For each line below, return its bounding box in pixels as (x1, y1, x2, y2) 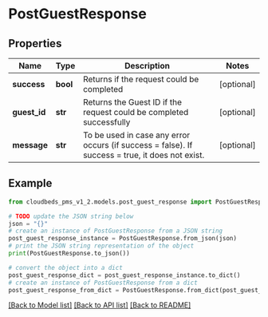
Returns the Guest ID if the (82, 97, 182, 108)
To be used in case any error (82, 129, 191, 141)
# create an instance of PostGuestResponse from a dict (8, 279, 198, 287)
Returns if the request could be (82, 73, 199, 85)
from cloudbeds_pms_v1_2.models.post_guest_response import (8, 197, 213, 206)
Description (124, 61, 170, 71)
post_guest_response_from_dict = (8, 286, 120, 294)
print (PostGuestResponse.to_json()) (8, 249, 130, 258)
